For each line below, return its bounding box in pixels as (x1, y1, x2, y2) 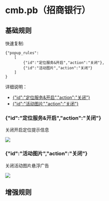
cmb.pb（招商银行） (5, 5, 91, 16)
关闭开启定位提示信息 (5, 127, 49, 133)
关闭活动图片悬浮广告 (5, 162, 49, 168)
